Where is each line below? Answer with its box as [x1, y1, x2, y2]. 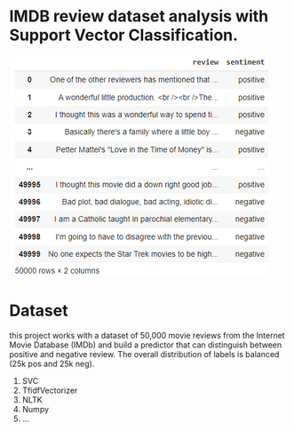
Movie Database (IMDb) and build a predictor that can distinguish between [9, 339, 282, 350]
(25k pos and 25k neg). [9, 358, 95, 369]
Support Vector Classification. [9, 25, 238, 45]
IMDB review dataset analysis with [9, 6, 269, 27]
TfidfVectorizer [21, 385, 78, 395]
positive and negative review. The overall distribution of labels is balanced [9, 348, 280, 359]
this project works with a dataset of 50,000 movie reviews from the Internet [9, 330, 286, 340]
